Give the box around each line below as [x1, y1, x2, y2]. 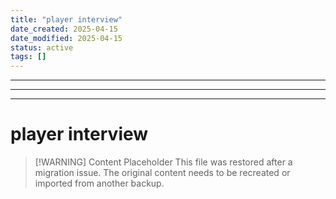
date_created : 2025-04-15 [10, 24, 118, 34]
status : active [10, 42, 74, 53]
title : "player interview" [10, 14, 123, 25]
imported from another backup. [34, 177, 165, 190]
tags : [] [10, 52, 47, 62]
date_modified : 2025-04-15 [10, 33, 123, 43]
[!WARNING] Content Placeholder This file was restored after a [34, 156, 293, 168]
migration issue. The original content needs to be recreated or [34, 167, 291, 179]
